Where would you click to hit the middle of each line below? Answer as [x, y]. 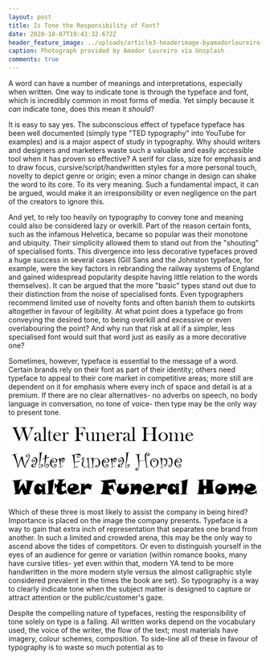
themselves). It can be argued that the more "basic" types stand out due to [132, 285]
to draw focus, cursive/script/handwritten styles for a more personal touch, [133, 167]
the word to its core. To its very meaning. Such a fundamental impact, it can [133, 184]
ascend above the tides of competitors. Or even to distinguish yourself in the [135, 546]
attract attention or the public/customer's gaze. [86, 597]
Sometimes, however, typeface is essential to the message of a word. [123, 361]
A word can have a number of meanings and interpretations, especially [125, 83]
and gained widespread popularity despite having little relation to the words [133, 277]
